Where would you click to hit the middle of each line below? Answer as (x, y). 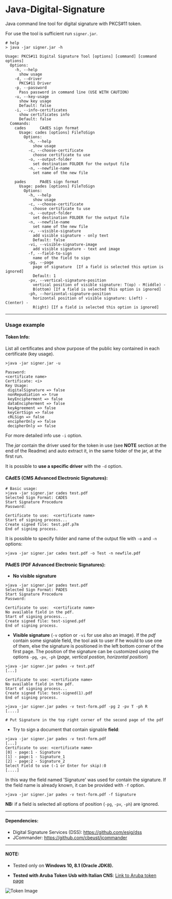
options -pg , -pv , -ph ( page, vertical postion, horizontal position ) (80, 657)
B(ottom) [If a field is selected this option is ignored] (97, 289)
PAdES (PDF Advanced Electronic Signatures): (56, 565)
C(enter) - (17, 303)
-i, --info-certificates (41, 110)
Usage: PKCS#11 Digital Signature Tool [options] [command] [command (81, 56)
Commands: (20, 123)
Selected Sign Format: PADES (36, 590)
